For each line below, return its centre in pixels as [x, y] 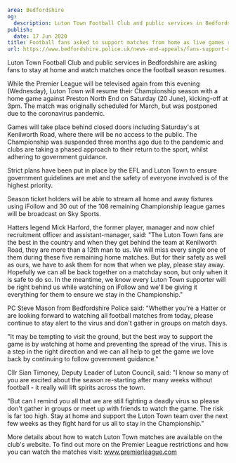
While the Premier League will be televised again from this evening [104, 83]
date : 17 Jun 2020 [41, 36]
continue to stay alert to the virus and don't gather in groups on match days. [117, 323]
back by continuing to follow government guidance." [83, 359]
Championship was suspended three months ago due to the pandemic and [115, 142]
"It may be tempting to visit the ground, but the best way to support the [110, 337]
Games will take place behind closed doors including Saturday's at [104, 127]
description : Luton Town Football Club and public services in [108, 23]
